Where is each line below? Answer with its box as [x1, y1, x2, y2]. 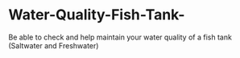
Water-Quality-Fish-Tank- [8, 6, 185, 24]
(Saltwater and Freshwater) [8, 40, 99, 50]
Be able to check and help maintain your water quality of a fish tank [8, 32, 232, 42]
